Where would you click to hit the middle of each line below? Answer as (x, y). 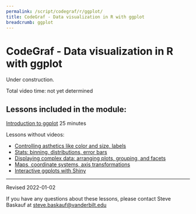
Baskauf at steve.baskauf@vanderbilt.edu (56, 205)
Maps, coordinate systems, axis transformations (72, 164)
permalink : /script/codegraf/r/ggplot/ (55, 11)
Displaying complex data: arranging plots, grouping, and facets (90, 159)
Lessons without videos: (35, 135)
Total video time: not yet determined (50, 91)
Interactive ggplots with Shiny (50, 171)
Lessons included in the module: (66, 109)
